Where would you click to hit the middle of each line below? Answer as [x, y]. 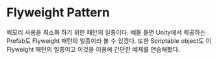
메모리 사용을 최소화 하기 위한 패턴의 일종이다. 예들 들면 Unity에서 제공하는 [106, 32]
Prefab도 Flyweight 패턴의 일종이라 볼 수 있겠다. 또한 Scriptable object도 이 [109, 41]
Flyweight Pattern [58, 13]
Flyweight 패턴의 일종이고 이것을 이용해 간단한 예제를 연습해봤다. [93, 49]
